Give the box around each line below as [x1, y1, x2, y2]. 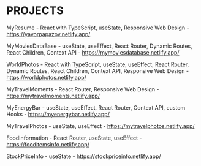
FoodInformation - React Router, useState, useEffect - [6, 134, 142, 141]
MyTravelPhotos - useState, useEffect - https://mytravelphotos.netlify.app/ [6, 122, 195, 129]
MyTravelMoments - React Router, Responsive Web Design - [6, 85, 159, 92]
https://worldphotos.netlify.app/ [6, 74, 87, 81]
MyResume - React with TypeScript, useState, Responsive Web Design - [6, 24, 189, 31]
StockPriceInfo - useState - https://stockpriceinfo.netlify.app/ [6, 153, 161, 160]
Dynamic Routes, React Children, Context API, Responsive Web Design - [6, 67, 189, 74]
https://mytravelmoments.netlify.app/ [6, 92, 100, 99]
